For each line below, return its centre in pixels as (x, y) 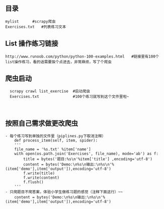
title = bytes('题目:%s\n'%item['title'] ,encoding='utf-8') (88, 159)
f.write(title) (39, 173)
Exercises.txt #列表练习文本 (36, 27)
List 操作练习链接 (32, 44)
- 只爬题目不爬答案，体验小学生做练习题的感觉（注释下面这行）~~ (64, 192)
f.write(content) (41, 178)
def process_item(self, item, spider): (56, 141)
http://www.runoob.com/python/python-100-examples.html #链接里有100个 (82, 57)
